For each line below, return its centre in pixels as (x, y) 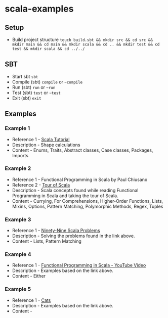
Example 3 (18, 219)
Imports (20, 155)
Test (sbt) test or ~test (36, 93)
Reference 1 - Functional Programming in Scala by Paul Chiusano (80, 179)
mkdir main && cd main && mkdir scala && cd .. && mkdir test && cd (86, 44)
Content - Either (29, 276)
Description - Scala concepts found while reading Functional (75, 190)
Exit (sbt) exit (27, 98)
